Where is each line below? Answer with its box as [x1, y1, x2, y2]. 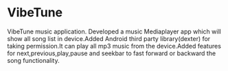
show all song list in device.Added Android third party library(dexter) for [7, 34, 211, 42]
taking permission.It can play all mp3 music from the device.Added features [7, 42, 222, 50]
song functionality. [7, 56, 60, 64]
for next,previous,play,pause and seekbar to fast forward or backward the [7, 49, 216, 57]
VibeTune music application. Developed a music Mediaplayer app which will [7, 27, 221, 35]
